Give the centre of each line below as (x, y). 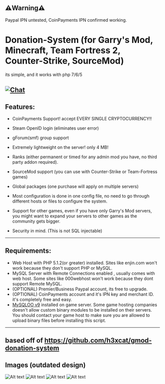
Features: (20, 107)
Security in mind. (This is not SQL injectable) (57, 231)
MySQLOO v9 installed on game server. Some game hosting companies (84, 305)
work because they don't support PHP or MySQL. (62, 268)
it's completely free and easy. (42, 299)
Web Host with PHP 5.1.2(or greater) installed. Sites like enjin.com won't (84, 263)
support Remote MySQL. (37, 283)
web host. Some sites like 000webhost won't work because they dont (83, 279)
